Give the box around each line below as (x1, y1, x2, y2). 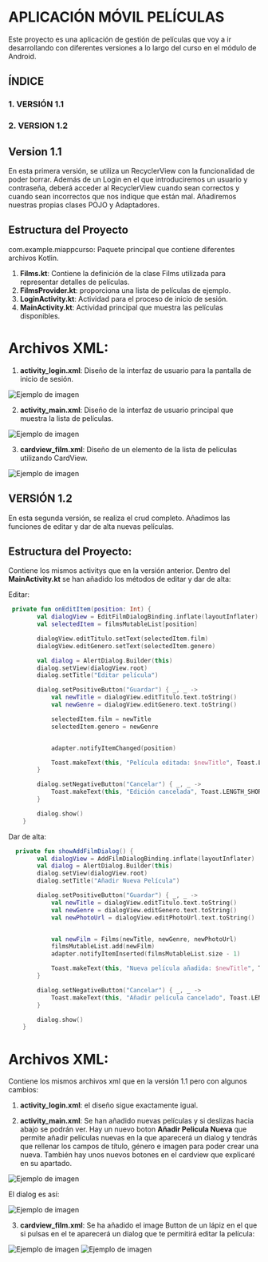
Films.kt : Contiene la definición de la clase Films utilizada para (19, 268, 226, 278)
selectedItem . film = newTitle (50, 715, 152, 723)
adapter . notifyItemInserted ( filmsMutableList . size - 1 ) (50, 950, 241, 958)
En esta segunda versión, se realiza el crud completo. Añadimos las (8, 513, 231, 523)
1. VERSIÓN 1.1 (8, 98, 65, 110)
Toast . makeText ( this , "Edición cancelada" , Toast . (50, 788, 223, 796)
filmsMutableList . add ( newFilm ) (50, 943, 156, 951)
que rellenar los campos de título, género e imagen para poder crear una (19, 1141, 259, 1152)
